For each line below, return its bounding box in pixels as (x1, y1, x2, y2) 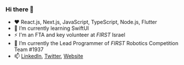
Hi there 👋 (5, 5, 34, 13)
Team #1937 (13, 46, 44, 53)
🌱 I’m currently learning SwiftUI (13, 25, 89, 32)
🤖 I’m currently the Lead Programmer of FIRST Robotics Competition (13, 40, 179, 47)
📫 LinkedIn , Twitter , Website (13, 53, 84, 60)
